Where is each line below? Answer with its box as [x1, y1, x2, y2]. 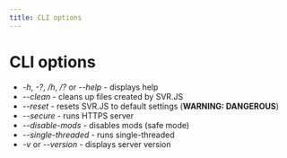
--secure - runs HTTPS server [22, 110, 135, 121]
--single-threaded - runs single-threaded [22, 129, 175, 140]
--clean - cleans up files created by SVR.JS [22, 91, 184, 101]
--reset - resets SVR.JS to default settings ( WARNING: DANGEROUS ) [22, 101, 280, 111]
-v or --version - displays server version [22, 138, 171, 149]
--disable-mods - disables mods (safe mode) [22, 119, 190, 130]
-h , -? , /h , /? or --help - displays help [22, 82, 159, 92]
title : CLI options [9, 13, 83, 22]
